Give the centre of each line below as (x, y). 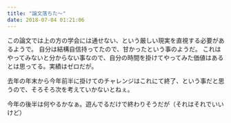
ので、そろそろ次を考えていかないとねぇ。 (73, 89)
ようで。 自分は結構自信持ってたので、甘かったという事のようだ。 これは (117, 49)
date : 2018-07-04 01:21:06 (46, 20)
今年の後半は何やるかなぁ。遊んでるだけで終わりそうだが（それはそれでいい (115, 104)
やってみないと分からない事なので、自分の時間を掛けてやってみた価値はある (115, 57)
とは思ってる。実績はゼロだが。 (52, 66)
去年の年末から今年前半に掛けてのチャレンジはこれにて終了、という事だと (113, 80)
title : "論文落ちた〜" (37, 13)
